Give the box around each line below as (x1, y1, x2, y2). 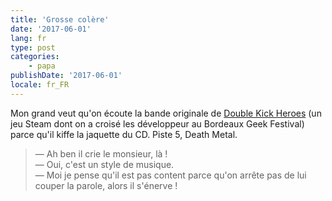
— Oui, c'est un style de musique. (34, 158, 175, 170)
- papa (28, 61, 56, 71)
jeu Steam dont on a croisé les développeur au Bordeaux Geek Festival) (10, 117, 305, 130)
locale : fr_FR (10, 80, 70, 90)
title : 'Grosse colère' (10, 14, 110, 25)
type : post (10, 42, 56, 53)
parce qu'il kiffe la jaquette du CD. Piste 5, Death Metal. (10, 128, 238, 140)
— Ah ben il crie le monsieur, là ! (34, 147, 168, 160)
